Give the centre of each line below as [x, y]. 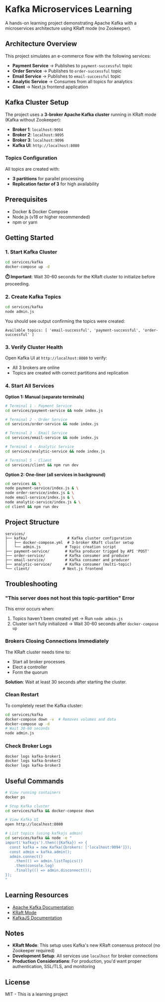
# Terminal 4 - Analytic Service [40, 447]
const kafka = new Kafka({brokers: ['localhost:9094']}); [71, 847]
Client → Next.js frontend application [50, 87]
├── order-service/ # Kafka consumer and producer [67, 556]
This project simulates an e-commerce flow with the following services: [78, 56]
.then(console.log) [34, 866]
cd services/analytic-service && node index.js [55, 451]
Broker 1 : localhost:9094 [38, 129]
